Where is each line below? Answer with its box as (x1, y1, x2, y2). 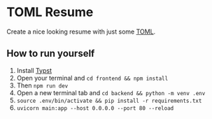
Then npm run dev (16, 81, 69, 90)
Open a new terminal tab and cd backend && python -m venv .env (16, 88, 206, 97)
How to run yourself (6, 48, 95, 59)
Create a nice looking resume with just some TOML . (6, 27, 156, 36)
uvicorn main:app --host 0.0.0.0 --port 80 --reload (16, 104, 174, 112)
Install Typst (16, 66, 52, 74)
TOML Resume (6, 4, 94, 20)
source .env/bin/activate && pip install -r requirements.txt (16, 97, 202, 104)
